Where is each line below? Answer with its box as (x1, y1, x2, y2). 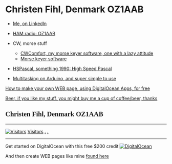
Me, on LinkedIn (12, 20, 47, 27)
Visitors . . (27, 128, 49, 134)
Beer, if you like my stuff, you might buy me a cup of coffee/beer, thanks (5, 95, 158, 101)
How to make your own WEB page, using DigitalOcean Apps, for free (5, 85, 150, 91)
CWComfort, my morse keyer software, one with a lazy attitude (20, 50, 154, 56)
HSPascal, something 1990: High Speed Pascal (12, 65, 112, 72)
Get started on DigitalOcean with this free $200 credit (5, 143, 119, 149)
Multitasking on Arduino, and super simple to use (12, 75, 117, 81)
